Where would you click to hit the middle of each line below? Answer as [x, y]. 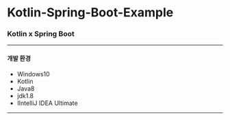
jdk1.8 [25, 95]
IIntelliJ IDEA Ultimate [47, 103]
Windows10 [33, 74]
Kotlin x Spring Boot [41, 34]
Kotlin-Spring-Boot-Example [90, 13]
